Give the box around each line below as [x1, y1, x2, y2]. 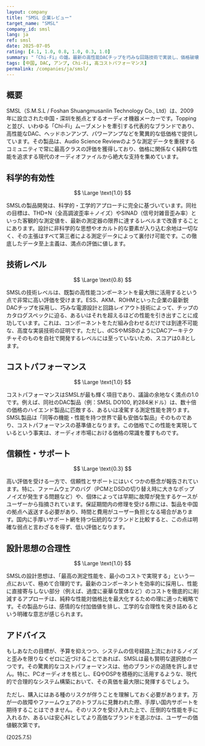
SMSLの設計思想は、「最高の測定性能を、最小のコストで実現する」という [6, 572, 190, 580]
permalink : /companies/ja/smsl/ [6, 65, 88, 72]
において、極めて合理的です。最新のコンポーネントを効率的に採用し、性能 [11, 580, 198, 587]
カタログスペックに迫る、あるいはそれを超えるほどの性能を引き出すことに [6, 311, 193, 319]
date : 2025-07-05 [6, 43, 51, 49]
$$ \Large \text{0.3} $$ [73, 465, 132, 473]
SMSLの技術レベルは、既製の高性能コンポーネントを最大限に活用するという [6, 288, 198, 296]
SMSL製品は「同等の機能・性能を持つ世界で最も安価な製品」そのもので [6, 413, 187, 421]
